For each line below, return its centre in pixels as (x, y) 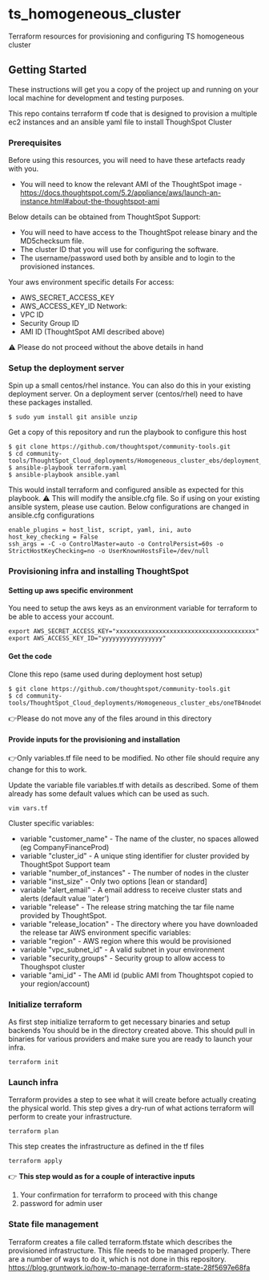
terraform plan (34, 1132)
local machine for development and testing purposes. (96, 98)
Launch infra (33, 1083)
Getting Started (48, 70)
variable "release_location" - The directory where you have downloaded (139, 924)
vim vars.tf (28, 808)
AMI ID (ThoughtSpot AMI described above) (92, 332)
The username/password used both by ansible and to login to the (127, 258)
